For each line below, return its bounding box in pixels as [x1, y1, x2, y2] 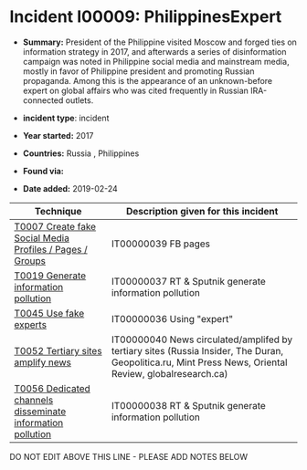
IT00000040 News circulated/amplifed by [111, 333, 293, 346]
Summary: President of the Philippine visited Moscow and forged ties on [22, 37, 297, 47]
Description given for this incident [126, 204, 279, 217]
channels [14, 393, 54, 406]
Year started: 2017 [22, 130, 94, 141]
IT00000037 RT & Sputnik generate [111, 275, 267, 287]
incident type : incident [22, 112, 110, 123]
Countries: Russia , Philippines [22, 148, 140, 159]
